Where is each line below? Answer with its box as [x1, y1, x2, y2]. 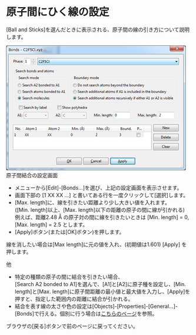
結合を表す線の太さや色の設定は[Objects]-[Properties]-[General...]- [14, 303, 178, 310]
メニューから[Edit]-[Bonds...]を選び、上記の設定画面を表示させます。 [14, 184, 182, 191]
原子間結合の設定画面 [6, 171, 58, 178]
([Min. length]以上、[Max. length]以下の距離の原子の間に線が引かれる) [14, 206, 185, 213]
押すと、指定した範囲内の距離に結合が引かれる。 [14, 295, 134, 302]
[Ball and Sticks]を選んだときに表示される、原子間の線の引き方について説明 [6, 26, 190, 33]
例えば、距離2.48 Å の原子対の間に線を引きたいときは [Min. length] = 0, [14, 213, 190, 221]
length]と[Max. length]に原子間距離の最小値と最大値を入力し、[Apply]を [14, 288, 191, 295]
